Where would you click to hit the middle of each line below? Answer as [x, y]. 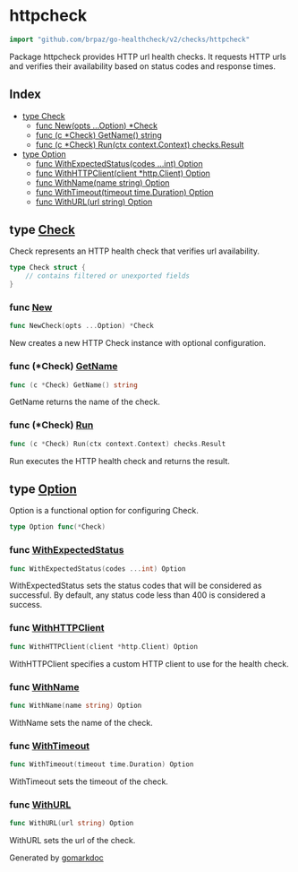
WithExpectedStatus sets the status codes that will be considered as [136, 586]
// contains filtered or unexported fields [108, 276]
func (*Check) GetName [64, 367]
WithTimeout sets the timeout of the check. [89, 781]
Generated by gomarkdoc [57, 858]
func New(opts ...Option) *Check [97, 125]
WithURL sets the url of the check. [72, 841]
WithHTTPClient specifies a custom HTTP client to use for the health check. [149, 663]
